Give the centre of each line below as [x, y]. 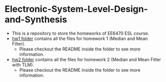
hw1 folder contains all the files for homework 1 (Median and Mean [80, 39]
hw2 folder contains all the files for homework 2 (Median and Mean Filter [86, 59]
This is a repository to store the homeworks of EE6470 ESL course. [81, 33]
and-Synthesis [36, 20]
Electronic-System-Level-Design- [76, 9]
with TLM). [23, 65]
